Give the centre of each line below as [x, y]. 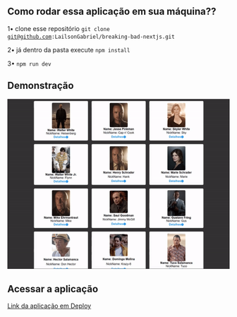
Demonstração [41, 86]
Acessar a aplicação [53, 289]
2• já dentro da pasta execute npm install [69, 49]
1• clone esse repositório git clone [59, 28]
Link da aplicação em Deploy [49, 306]
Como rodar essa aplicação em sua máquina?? [112, 12]
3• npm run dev [29, 64]
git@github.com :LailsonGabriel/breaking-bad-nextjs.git [91, 37]
